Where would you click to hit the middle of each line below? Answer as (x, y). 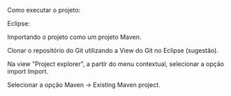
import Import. (28, 71)
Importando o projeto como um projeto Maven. (74, 37)
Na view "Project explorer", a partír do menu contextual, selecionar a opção (116, 64)
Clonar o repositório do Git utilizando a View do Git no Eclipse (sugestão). (113, 50)
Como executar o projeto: (44, 10)
